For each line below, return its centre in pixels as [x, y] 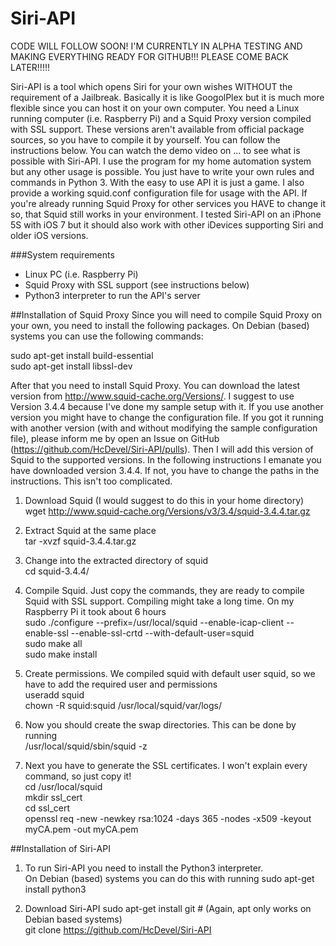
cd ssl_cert [47, 808]
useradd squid [54, 694]
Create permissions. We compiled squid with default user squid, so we [170, 673]
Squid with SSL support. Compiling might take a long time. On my [159, 601]
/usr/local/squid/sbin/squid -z [86, 746]
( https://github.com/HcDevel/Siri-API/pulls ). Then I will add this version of [162, 449]
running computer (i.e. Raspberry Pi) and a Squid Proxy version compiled [161, 118]
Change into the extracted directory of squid [116, 560]
